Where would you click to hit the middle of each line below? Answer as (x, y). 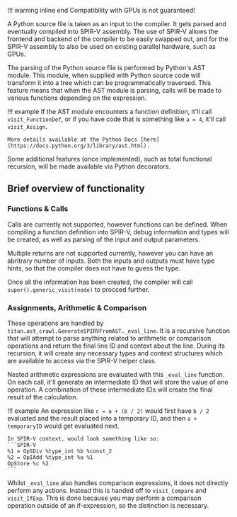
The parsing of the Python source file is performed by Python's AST (106, 68)
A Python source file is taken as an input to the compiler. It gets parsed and (117, 24)
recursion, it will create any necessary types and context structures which (115, 353)
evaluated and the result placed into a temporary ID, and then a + (102, 418)
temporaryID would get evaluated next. (63, 426)
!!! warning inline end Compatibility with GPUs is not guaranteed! (102, 10)
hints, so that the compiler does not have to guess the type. (94, 268)
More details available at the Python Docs (73, 140)
